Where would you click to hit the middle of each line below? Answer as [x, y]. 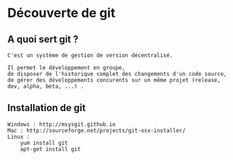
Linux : [19, 137]
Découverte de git [61, 13]
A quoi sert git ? [43, 39]
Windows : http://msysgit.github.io [61, 124]
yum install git [44, 143]
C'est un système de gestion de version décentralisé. [90, 55]
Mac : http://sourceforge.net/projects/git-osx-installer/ [97, 130]
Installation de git [47, 108]
